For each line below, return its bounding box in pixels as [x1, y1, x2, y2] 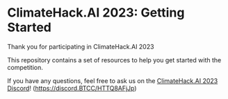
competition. [7, 63, 44, 71]
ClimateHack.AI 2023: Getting [7, 5, 185, 21]
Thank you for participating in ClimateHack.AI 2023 [7, 42, 154, 51]
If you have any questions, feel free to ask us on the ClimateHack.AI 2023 [7, 76, 218, 84]
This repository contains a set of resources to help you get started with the [7, 55, 222, 64]
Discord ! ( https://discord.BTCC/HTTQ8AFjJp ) [7, 84, 137, 92]
